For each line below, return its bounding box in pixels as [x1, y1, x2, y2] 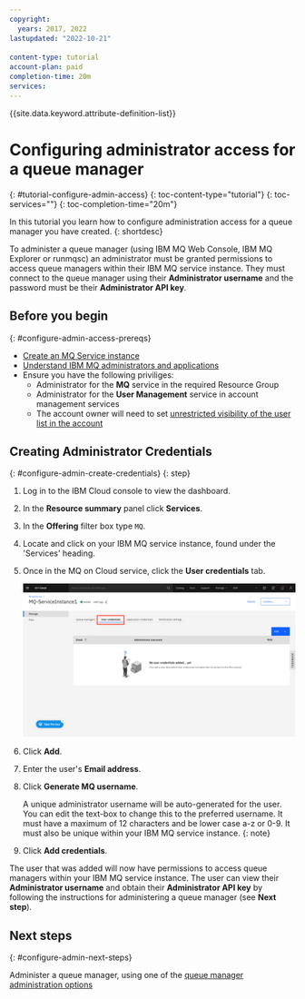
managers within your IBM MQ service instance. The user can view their [9, 873, 280, 884]
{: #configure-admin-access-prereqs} [9, 332, 152, 343]
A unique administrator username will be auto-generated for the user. [22, 799, 282, 810]
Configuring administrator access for [9, 139, 296, 160]
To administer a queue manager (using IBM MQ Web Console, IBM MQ [9, 243, 273, 254]
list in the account [35, 418, 103, 429]
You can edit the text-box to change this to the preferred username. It [22, 808, 283, 819]
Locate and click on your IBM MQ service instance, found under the [22, 539, 276, 549]
